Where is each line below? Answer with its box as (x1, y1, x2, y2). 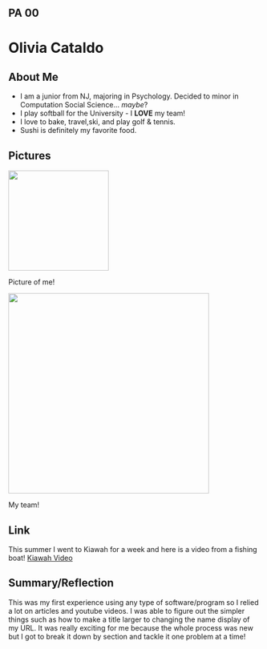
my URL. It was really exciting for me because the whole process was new (8, 623, 254, 632)
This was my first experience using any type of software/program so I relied (8, 597, 259, 607)
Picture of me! (8, 277, 55, 287)
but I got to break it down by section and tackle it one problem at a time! (8, 631, 246, 641)
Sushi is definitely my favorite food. (19, 126, 137, 135)
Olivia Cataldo (8, 38, 104, 57)
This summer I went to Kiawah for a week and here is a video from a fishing (8, 545, 258, 554)
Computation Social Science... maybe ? (19, 100, 148, 110)
